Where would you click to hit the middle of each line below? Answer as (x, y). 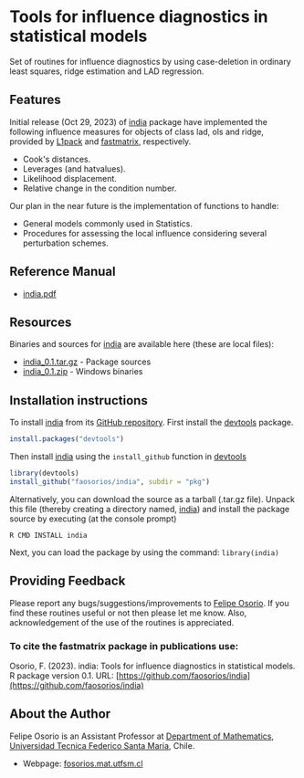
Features (35, 100)
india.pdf (39, 293)
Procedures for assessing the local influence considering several (145, 233)
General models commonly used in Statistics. (108, 223)
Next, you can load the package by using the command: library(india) (145, 552)
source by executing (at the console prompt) (93, 519)
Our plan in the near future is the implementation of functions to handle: (144, 205)
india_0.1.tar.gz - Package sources (87, 362)
